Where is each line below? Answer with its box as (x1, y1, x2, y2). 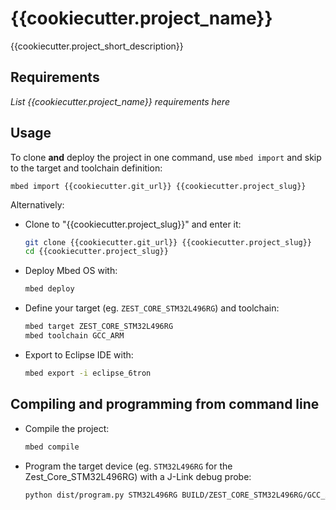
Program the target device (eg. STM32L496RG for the (24, 460, 233, 472)
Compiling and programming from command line (10, 396, 320, 413)
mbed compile (24, 442, 80, 452)
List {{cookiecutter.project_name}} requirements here (10, 95, 230, 107)
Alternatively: (10, 198, 65, 211)
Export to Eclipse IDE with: (24, 348, 134, 361)
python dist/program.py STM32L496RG (24, 490, 178, 500)
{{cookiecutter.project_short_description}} (10, 40, 184, 52)
